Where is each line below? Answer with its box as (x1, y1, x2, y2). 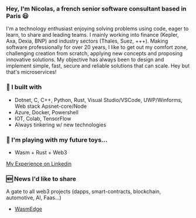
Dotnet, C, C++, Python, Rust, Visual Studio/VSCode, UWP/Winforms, (14, 96, 183, 103)
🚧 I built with (6, 83, 42, 92)
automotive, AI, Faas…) (6, 194, 61, 201)
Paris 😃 (6, 12, 29, 20)
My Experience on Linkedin (6, 160, 72, 167)
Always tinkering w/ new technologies (14, 121, 106, 128)
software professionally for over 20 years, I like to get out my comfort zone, (6, 44, 188, 51)
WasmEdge (14, 206, 43, 213)
